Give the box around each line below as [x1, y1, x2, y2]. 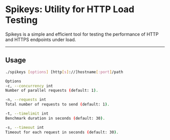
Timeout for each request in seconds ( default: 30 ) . [5, 129, 119, 135]
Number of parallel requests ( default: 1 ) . [5, 88, 99, 93]
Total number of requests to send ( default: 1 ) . [5, 102, 110, 107]
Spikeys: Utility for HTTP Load [5, 4, 135, 15]
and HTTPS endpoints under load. [5, 37, 76, 43]
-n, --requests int [5, 97, 47, 102]
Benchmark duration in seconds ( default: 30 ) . [5, 116, 105, 121]
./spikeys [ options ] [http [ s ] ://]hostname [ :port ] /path [5, 69, 123, 75]
